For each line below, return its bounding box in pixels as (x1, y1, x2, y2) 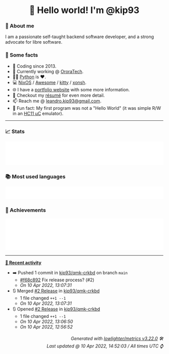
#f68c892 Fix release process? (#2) (20, 277, 94, 283)
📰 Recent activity (5, 259, 42, 265)
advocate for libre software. (5, 39, 63, 45)
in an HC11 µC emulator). (12, 110, 64, 116)
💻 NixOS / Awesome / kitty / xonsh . (12, 79, 87, 85)
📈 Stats (5, 128, 25, 135)
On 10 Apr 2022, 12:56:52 (20, 323, 73, 330)
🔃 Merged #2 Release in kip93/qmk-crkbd (12, 288, 100, 294)
